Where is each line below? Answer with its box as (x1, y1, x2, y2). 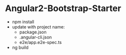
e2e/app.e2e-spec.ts (19, 39, 62, 45)
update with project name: (12, 24, 65, 29)
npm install (12, 19, 35, 25)
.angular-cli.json (19, 34, 52, 40)
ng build (12, 44, 29, 50)
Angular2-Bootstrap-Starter (5, 3, 122, 14)
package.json (19, 29, 47, 35)
